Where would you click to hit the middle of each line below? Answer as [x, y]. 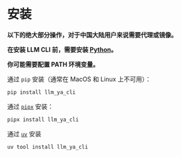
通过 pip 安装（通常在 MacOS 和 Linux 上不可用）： [79, 79]
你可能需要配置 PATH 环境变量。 [53, 64]
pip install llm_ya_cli [42, 92]
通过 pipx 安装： [31, 106]
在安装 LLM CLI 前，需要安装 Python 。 [62, 49]
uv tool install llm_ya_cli [48, 147]
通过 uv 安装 [24, 133]
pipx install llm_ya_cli [43, 119]
